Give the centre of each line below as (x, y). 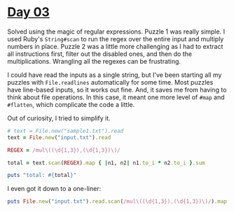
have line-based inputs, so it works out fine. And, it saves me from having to (117, 90)
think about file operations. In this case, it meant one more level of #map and (116, 97)
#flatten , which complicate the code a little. (71, 104)
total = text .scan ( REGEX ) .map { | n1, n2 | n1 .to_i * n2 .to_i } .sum (106, 163)
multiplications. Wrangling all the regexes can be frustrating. (94, 61)
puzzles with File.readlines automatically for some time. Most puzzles (110, 82)
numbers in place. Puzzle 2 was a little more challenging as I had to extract (115, 46)
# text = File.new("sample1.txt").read (66, 131)
